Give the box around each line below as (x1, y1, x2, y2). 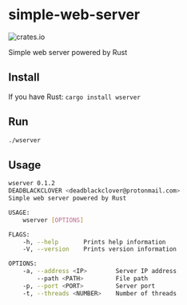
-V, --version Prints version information (22, 245, 177, 253)
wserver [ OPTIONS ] (22, 216, 84, 224)
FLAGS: (8, 230, 30, 239)
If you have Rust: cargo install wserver (8, 92, 141, 101)
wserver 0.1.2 (8, 180, 56, 188)
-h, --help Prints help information (22, 238, 166, 246)
